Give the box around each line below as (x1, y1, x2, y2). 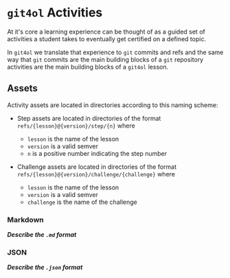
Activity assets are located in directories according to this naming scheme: (7, 101, 218, 109)
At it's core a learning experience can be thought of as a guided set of (7, 27, 206, 36)
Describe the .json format (7, 263, 83, 272)
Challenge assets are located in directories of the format (16, 163, 177, 171)
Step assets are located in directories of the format (16, 114, 161, 122)
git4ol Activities (7, 5, 103, 21)
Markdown (7, 215, 44, 224)
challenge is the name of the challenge (27, 198, 137, 206)
